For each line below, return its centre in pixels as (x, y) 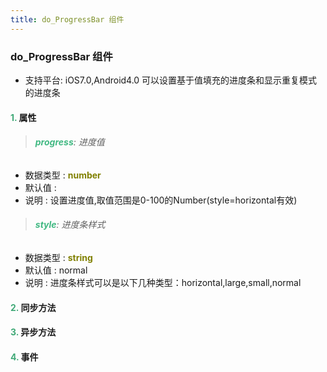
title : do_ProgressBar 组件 (67, 19)
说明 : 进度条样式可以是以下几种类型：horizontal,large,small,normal (163, 282)
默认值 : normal (56, 270)
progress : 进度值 (69, 142)
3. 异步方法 (33, 332)
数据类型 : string (58, 257)
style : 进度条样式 (70, 225)
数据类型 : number (63, 175)
